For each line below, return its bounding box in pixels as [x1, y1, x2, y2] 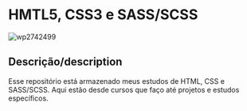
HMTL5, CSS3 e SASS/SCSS [8, 6, 198, 24]
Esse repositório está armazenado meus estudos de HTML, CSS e [8, 76, 225, 85]
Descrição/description [8, 55, 123, 69]
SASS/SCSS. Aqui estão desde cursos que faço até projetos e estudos [8, 85, 240, 94]
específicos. [8, 93, 49, 103]
